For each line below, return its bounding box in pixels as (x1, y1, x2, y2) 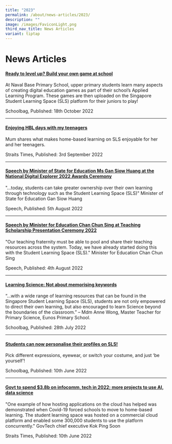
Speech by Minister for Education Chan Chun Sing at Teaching (5, 222, 141, 228)
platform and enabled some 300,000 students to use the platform (5, 417, 143, 424)
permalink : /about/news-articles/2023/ (5, 12, 91, 17)
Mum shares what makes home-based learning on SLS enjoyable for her (5, 136, 158, 142)
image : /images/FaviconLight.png (5, 21, 77, 27)
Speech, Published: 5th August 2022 (5, 205, 83, 211)
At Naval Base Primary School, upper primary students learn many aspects (5, 82, 163, 88)
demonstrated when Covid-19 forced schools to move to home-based (5, 406, 153, 412)
